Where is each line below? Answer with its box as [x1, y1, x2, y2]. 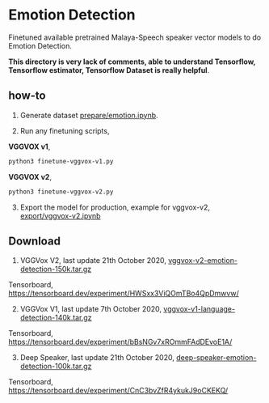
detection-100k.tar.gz [19, 362, 92, 371]
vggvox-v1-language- [163, 304, 236, 314]
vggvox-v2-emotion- [168, 256, 238, 265]
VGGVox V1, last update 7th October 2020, [19, 304, 162, 314]
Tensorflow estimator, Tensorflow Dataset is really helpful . [8, 65, 210, 74]
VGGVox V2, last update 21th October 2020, [19, 256, 167, 265]
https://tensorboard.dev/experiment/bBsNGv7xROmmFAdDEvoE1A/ [8, 337, 233, 347]
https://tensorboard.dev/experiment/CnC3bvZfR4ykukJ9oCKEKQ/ [8, 386, 229, 396]
